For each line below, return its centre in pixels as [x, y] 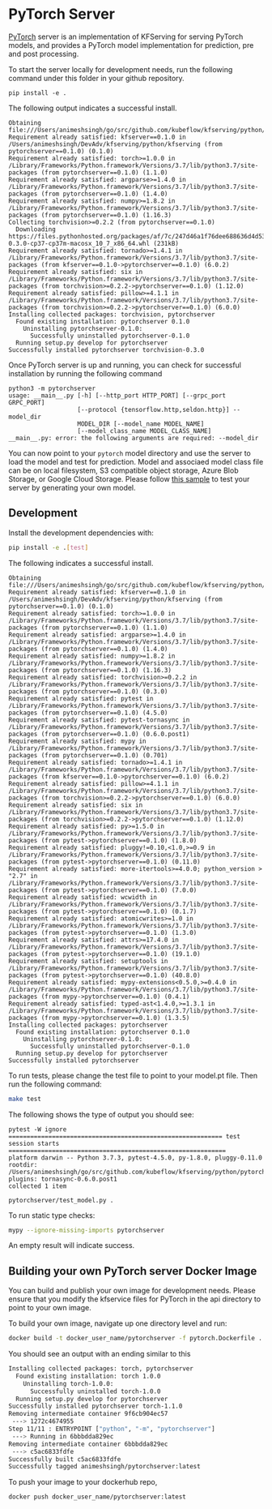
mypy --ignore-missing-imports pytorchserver [86, 1230]
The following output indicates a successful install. [93, 108]
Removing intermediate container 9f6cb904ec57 [88, 1414]
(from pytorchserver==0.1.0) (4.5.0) [104, 713]
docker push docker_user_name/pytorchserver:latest [97, 1497]
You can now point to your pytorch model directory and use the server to [130, 453]
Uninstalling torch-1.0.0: [68, 1383]
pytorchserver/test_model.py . [61, 1200]
